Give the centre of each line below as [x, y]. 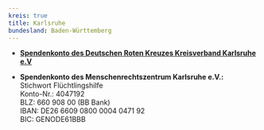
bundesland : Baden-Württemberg [60, 30]
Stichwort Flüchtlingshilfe [61, 85]
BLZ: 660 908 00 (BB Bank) [65, 102]
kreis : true [28, 16]
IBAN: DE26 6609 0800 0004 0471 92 [82, 111]
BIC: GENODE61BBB [52, 120]
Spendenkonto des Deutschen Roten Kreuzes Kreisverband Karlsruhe [138, 53]
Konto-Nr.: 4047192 [52, 94]
